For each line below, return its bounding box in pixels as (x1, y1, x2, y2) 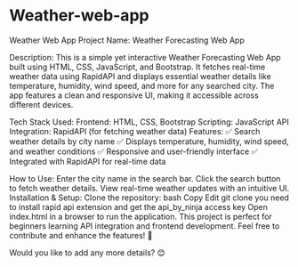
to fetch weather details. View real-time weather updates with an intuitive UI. (9, 182, 290, 193)
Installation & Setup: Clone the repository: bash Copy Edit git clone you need (9, 192, 289, 203)
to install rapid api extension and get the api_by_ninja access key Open (9, 201, 269, 212)
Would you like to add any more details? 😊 (9, 247, 166, 258)
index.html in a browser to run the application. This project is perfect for (9, 211, 273, 222)
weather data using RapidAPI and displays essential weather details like (9, 70, 271, 81)
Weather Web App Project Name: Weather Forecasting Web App (9, 35, 245, 45)
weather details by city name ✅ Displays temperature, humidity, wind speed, (9, 135, 289, 147)
